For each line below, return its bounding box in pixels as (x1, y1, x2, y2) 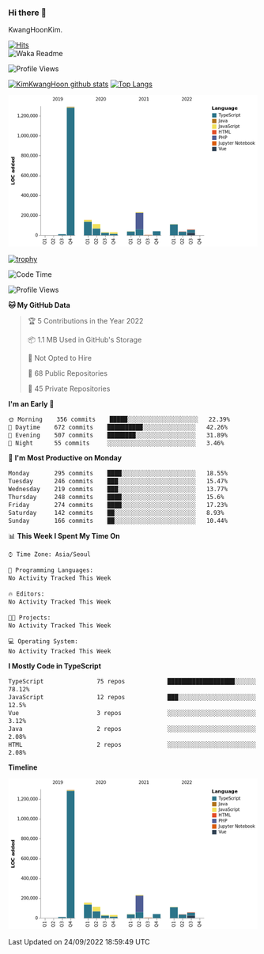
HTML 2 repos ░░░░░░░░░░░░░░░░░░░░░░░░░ (8, 740, 257, 748)
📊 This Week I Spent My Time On (8, 531, 120, 540)
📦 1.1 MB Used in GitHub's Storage (27, 335, 142, 344)
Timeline (8, 763, 38, 772)
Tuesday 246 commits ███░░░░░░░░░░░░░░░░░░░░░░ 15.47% (8, 477, 228, 485)
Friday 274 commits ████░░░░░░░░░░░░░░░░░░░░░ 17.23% (8, 501, 228, 509)
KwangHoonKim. (8, 25, 63, 35)
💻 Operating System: (8, 637, 79, 645)
